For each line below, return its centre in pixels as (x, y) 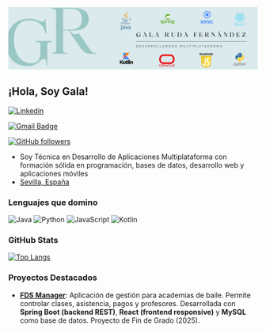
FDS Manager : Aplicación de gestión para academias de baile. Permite (135, 295)
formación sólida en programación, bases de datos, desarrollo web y (132, 165)
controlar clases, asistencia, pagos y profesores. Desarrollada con (127, 303)
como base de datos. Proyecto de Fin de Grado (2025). (110, 320)
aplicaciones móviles (54, 173)
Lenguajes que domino (53, 202)
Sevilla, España (44, 182)
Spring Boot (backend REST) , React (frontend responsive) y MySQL (133, 312)
